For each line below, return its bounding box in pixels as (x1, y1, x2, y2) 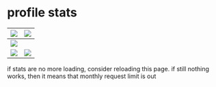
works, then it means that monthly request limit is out (7, 72, 157, 80)
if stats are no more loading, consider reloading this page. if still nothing (7, 64, 210, 73)
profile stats (7, 5, 77, 21)
